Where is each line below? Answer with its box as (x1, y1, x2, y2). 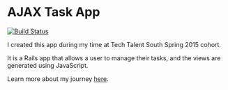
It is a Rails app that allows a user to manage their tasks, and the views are (7, 53, 221, 62)
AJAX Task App (7, 4, 100, 20)
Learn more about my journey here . (7, 74, 109, 83)
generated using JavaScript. (7, 61, 89, 69)
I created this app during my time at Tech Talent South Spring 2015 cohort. (7, 40, 222, 48)
